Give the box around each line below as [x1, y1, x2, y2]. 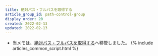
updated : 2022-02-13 [5, 26, 48, 31]
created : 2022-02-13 [5, 21, 48, 26]
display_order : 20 [5, 16, 43, 21]
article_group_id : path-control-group [5, 12, 85, 17]
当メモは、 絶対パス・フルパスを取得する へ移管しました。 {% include [12, 40, 154, 46]
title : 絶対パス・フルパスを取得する [5, 7, 73, 12]
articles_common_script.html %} [12, 46, 78, 52]
